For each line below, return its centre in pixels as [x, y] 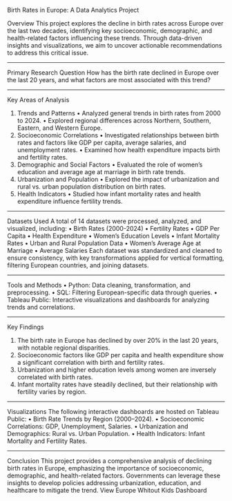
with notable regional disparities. [64, 348]
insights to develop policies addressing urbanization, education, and [104, 483]
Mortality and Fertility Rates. [47, 441]
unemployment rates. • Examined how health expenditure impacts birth [118, 150]
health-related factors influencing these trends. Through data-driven [105, 38]
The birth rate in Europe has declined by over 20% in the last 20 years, [118, 340]
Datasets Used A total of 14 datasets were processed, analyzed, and [104, 221]
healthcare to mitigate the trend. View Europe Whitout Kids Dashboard [107, 490]
